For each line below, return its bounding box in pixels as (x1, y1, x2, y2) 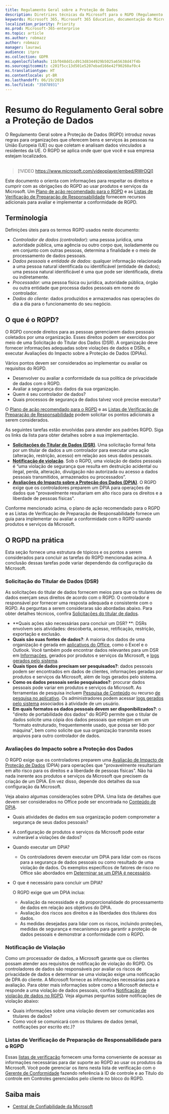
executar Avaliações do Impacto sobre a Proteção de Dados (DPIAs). (5, 351, 148, 357)
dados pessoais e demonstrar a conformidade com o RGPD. (20, 931, 144, 937)
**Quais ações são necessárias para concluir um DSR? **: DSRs (12, 620, 147, 626)
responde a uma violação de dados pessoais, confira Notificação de (5, 987, 147, 993)
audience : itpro (5, 49, 39, 54)
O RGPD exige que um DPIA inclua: (12, 889, 86, 895)
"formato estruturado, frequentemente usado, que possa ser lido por (12, 722, 155, 728)
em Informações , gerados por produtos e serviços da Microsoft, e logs (12, 653, 159, 659)
